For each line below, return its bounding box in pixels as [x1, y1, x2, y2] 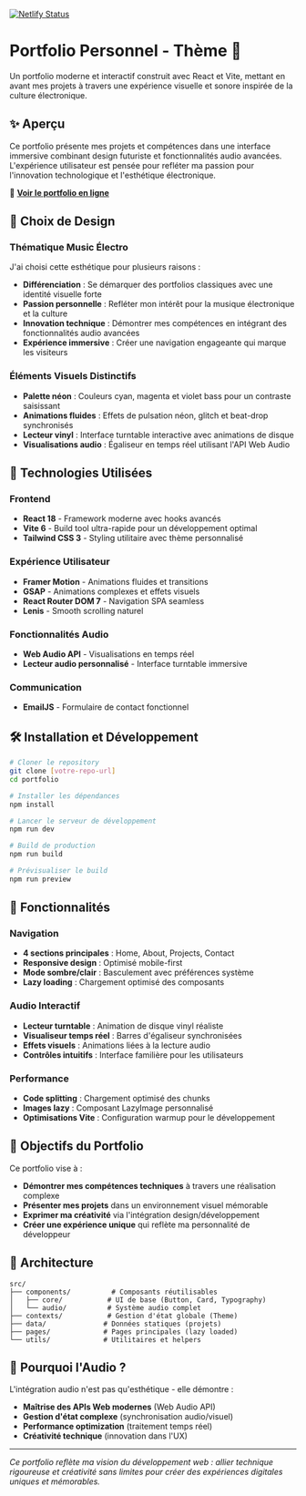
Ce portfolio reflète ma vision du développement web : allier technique [9, 1457, 274, 1468]
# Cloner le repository [9, 758, 100, 767]
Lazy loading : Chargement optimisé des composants [22, 977, 225, 988]
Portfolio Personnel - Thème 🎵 [9, 41, 242, 61]
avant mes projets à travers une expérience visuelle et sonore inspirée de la [9, 80, 293, 91]
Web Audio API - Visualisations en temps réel [22, 649, 195, 660]
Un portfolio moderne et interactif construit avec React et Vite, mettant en [9, 70, 285, 81]
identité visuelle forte [22, 289, 102, 300]
